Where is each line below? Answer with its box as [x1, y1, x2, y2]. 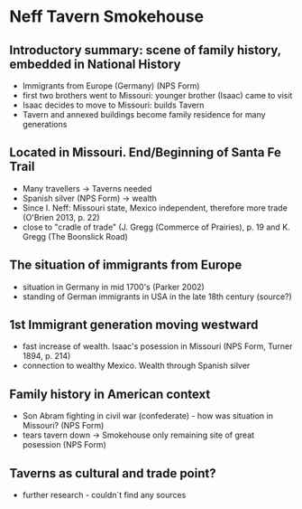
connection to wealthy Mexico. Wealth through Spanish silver [22, 360, 251, 372]
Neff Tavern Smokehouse [9, 6, 205, 27]
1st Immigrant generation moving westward [9, 317, 259, 333]
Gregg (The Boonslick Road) [22, 231, 128, 241]
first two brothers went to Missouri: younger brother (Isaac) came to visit [22, 90, 293, 100]
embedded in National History [9, 56, 181, 71]
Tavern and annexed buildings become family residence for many [22, 109, 266, 119]
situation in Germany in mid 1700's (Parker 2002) [22, 281, 205, 292]
